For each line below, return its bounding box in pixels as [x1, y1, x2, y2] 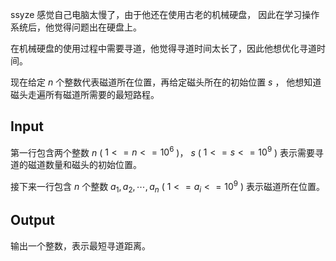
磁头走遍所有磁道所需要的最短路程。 [10, 89, 160, 100]
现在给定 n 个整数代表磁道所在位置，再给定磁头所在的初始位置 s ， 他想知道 [10, 76, 322, 88]
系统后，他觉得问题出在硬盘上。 [10, 21, 142, 33]
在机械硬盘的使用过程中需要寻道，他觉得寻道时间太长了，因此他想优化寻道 [10, 43, 317, 54]
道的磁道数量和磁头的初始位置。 [10, 159, 142, 171]
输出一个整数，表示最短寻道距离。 [10, 239, 151, 252]
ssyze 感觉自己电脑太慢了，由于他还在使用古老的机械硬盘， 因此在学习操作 [10, 9, 320, 20]
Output [10, 212, 55, 229]
